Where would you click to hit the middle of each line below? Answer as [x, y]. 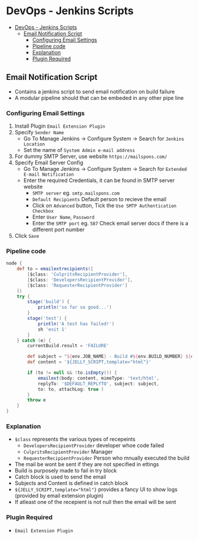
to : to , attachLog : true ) [71, 389]
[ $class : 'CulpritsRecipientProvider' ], [77, 274]
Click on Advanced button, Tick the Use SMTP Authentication [104, 206]
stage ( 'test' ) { [47, 318]
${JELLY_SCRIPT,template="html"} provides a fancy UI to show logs [96, 490]
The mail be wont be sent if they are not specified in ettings [87, 464]
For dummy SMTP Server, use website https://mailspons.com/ [91, 156]
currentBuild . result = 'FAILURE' [68, 346]
